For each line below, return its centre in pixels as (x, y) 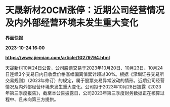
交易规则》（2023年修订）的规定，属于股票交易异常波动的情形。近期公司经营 (85, 80)
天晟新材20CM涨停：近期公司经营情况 (85, 10)
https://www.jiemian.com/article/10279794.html (58, 57)
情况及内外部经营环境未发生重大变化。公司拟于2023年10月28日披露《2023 (83, 86)
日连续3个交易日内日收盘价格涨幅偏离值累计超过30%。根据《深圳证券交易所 (85, 74)
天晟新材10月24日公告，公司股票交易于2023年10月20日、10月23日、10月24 (84, 68)
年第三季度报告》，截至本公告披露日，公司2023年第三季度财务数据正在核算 (83, 93)
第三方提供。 (45, 99)
